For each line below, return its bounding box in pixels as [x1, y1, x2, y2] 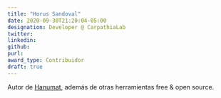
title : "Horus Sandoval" [7, 10, 81, 18]
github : [7, 43, 31, 50]
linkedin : [7, 37, 37, 44]
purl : [7, 50, 24, 58]
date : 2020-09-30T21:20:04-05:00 [7, 17, 107, 24]
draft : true [7, 63, 43, 70]
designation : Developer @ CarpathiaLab [7, 23, 126, 31]
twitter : [7, 30, 34, 38]
